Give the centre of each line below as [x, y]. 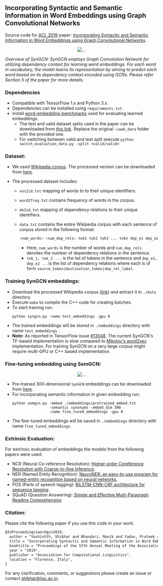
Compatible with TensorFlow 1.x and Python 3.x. [60, 103]
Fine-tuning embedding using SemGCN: [53, 364]
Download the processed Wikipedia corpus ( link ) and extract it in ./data [84, 292]
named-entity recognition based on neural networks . [65, 479]
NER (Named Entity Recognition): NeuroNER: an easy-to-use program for [85, 474]
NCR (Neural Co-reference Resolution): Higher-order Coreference [78, 464]
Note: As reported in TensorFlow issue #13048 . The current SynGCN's [83, 335]
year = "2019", [25, 550]
